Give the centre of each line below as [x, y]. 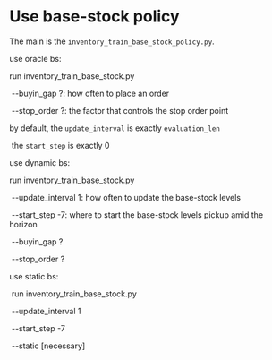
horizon [23, 224]
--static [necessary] [48, 346]
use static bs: [34, 276]
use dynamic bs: [39, 162]
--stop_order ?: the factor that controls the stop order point [120, 110]
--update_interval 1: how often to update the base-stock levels [126, 197]
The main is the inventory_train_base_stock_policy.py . [112, 41]
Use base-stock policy [95, 17]
